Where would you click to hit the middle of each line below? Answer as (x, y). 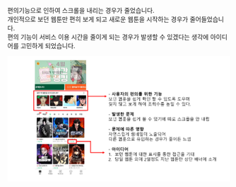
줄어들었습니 (207, 19)
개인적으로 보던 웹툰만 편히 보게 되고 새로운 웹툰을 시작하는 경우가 (98, 19)
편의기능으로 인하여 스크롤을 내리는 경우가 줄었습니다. (81, 10)
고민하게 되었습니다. (48, 46)
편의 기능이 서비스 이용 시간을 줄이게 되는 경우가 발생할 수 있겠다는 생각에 (108, 37)
